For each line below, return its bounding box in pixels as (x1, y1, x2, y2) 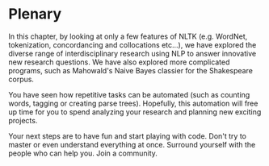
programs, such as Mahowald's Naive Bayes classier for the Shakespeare (8, 65, 253, 75)
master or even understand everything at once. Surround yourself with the (8, 139, 256, 149)
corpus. (8, 74, 35, 84)
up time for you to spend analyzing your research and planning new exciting (8, 106, 262, 117)
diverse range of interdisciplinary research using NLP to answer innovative (8, 48, 257, 58)
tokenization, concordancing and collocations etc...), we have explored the (8, 39, 257, 49)
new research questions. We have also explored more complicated (8, 57, 230, 67)
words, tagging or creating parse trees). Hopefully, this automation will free (8, 98, 258, 108)
